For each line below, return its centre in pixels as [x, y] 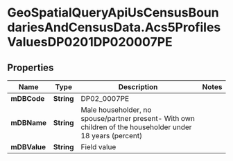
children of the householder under [136, 127]
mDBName [29, 123]
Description [138, 87]
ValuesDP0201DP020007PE [90, 42]
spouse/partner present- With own [138, 119]
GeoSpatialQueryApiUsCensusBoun [113, 13]
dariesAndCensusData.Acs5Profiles [114, 27]
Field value [98, 147]
